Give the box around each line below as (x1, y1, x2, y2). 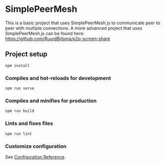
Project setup (5, 50, 48, 58)
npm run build (5, 109, 35, 113)
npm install (5, 63, 30, 68)
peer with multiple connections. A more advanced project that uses (5, 25, 143, 31)
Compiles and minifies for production (5, 97, 97, 104)
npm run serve (5, 86, 35, 91)
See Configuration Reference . (5, 154, 66, 160)
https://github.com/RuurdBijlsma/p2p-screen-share (5, 36, 110, 42)
